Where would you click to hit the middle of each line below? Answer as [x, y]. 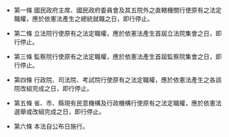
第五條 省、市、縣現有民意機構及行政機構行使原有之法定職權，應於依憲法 [118, 103]
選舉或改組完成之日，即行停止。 [59, 112]
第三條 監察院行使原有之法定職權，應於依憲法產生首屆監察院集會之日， [114, 56]
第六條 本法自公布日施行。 [51, 126]
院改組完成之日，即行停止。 [53, 88]
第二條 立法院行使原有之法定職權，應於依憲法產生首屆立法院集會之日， [114, 33]
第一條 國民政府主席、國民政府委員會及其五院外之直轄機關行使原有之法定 [118, 10]
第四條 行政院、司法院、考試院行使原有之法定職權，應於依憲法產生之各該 [118, 80]
